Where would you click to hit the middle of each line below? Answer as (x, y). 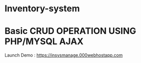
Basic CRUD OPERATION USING (70, 31)
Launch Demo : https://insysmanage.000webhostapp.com (64, 55)
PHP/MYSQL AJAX (44, 42)
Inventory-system (42, 9)
